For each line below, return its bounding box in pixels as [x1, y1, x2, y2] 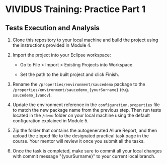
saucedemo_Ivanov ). [12, 92, 52, 98]
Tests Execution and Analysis [5, 24, 100, 32]
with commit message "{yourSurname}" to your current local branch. [12, 153, 156, 159]
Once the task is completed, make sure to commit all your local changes [12, 148, 162, 154]
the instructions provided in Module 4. [12, 42, 92, 48]
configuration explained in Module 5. [12, 118, 89, 124]
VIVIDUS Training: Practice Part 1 [5, 4, 146, 15]
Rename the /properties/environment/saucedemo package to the [12, 81, 146, 87]
